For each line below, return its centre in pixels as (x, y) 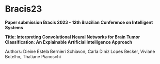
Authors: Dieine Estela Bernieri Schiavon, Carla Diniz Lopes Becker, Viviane (80, 51)
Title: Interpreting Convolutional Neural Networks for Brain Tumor (72, 37)
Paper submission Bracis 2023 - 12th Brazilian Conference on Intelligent (79, 22)
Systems (14, 27)
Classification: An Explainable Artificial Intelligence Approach (69, 42)
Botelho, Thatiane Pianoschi (33, 56)
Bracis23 (24, 9)
